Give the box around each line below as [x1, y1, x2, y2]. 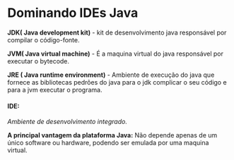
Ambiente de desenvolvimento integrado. [7, 118, 127, 126]
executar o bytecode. [7, 56, 69, 65]
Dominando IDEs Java [7, 5, 139, 21]
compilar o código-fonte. [7, 35, 80, 44]
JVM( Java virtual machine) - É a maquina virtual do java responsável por [7, 49, 224, 58]
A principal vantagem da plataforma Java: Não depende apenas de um [7, 131, 218, 140]
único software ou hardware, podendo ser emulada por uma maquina [7, 139, 209, 147]
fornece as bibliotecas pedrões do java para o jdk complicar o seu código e [7, 78, 228, 86]
